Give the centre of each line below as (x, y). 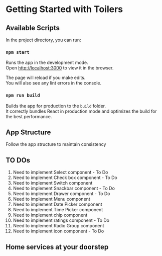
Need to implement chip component (50, 215)
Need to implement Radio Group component (58, 226)
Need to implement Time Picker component (58, 210)
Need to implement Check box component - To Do (65, 178)
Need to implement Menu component (52, 199)
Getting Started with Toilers (64, 9)
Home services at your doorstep (57, 247)
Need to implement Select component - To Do (60, 173)
